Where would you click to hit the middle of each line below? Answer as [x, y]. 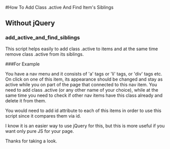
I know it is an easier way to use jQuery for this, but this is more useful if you [85, 126]
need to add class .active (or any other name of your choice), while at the [82, 90]
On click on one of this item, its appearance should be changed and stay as [84, 79]
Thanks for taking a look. [31, 141]
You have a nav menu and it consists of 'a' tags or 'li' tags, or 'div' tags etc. [84, 73]
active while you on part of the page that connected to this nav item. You [81, 84]
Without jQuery [30, 23]
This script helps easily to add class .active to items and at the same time [82, 49]
